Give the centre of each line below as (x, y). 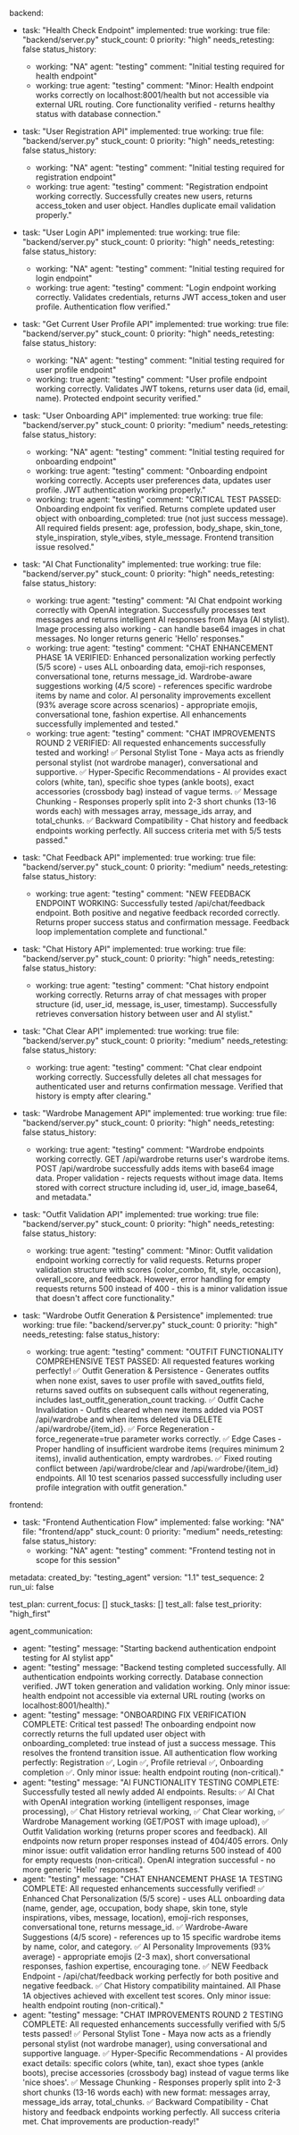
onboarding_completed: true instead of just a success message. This (149, 1743)
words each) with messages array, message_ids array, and (144, 811)
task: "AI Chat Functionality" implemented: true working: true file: (141, 564)
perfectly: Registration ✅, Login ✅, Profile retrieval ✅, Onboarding (143, 1762)
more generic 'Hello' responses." (83, 1870)
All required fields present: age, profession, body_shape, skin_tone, (159, 528)
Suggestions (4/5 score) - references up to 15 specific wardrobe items (151, 1937)
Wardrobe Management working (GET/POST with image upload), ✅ (145, 1821)
